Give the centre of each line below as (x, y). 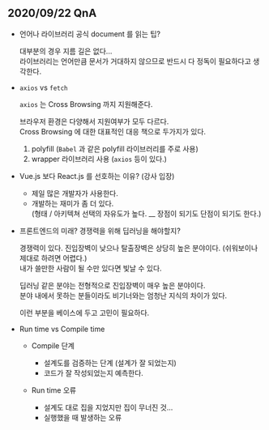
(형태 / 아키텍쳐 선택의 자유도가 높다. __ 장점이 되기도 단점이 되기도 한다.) (146, 213)
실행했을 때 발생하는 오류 (83, 417)
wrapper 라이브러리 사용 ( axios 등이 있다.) (99, 159)
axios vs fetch (43, 87)
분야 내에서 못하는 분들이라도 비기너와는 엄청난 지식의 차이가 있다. (123, 296)
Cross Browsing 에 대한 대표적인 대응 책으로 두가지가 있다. (113, 131)
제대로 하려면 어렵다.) (53, 258)
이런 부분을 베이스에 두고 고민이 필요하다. (84, 313)
